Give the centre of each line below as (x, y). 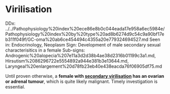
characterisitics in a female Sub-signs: (45, 50)
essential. (15, 86)
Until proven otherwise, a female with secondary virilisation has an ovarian (85, 76)
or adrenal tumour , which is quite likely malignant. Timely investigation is (81, 81)
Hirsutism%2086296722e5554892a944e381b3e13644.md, (67, 61)
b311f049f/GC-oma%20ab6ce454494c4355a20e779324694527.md (77, 39)
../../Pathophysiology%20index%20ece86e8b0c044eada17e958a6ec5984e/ (85, 28)
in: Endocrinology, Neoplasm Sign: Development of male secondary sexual (83, 44)
